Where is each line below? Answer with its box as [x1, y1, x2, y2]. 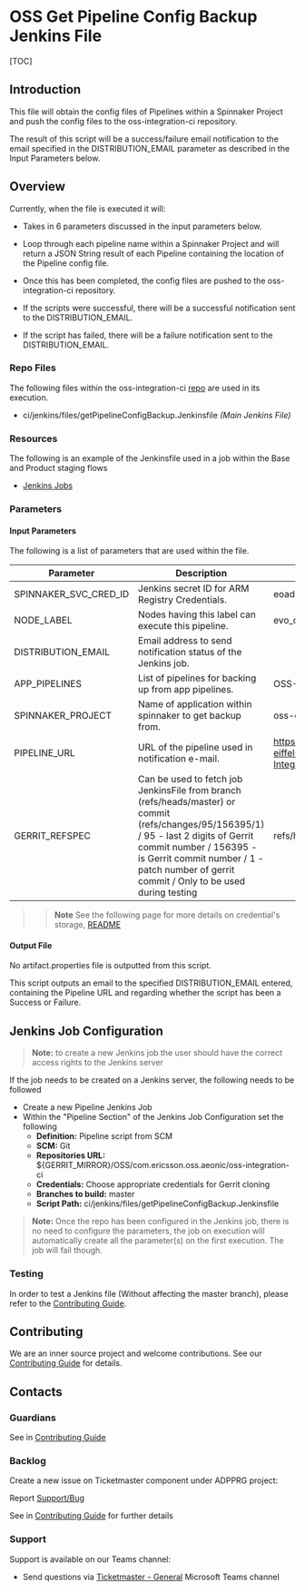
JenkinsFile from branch [137, 784, 242, 797]
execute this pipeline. [137, 620, 229, 633]
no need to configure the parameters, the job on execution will [31, 1225, 265, 1236]
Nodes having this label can [137, 608, 256, 621]
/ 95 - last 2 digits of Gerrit [137, 830, 254, 842]
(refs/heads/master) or [137, 796, 236, 809]
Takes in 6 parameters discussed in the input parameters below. [22, 221, 262, 231]
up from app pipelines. [137, 683, 234, 696]
